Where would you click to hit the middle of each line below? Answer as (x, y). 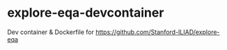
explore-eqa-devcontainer (86, 13)
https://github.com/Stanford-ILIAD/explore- (158, 32)
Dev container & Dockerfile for (50, 32)
